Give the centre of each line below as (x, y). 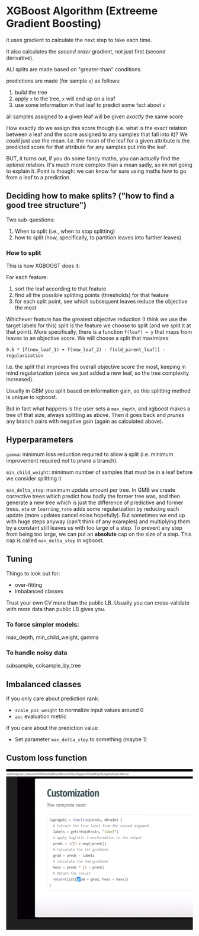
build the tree (31, 92)
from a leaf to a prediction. (38, 177)
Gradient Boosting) (54, 23)
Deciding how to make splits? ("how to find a (90, 196)
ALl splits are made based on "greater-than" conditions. (74, 69)
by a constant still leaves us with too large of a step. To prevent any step (94, 527)
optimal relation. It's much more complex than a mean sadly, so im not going (99, 165)
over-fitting (28, 585)
